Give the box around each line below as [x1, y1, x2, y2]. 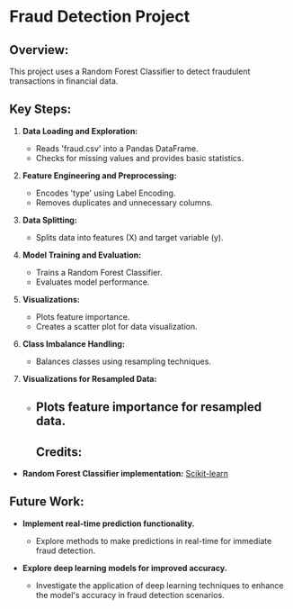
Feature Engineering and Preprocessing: [22, 169, 177, 181]
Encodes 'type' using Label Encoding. [35, 187, 176, 198]
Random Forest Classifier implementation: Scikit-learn [22, 468, 229, 479]
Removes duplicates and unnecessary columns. [35, 196, 213, 208]
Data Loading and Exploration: [22, 125, 138, 136]
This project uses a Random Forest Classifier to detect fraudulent [9, 66, 251, 77]
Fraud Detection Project [9, 6, 191, 27]
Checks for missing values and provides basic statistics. [35, 152, 244, 163]
